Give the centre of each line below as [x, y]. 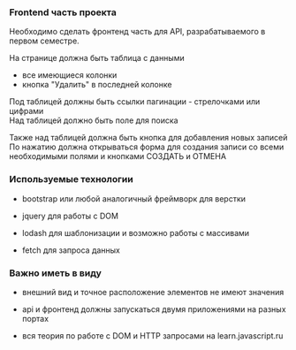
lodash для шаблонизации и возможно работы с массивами [136, 232]
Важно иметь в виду [55, 273]
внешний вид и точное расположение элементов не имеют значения [153, 292]
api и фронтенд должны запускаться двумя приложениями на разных [154, 309]
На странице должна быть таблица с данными [97, 58]
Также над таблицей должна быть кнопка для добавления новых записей [148, 138]
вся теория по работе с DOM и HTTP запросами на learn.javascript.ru [152, 335]
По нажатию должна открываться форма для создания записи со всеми [147, 147]
